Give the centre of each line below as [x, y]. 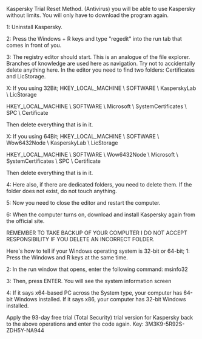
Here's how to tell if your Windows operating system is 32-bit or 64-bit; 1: [98, 251]
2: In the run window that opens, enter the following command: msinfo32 [97, 269]
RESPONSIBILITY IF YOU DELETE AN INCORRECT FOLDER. [80, 239]
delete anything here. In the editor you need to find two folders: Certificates [101, 70]
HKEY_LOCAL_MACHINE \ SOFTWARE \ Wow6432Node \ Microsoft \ [92, 155]
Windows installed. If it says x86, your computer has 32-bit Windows [100, 299]
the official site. [25, 221]
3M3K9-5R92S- [165, 324]
